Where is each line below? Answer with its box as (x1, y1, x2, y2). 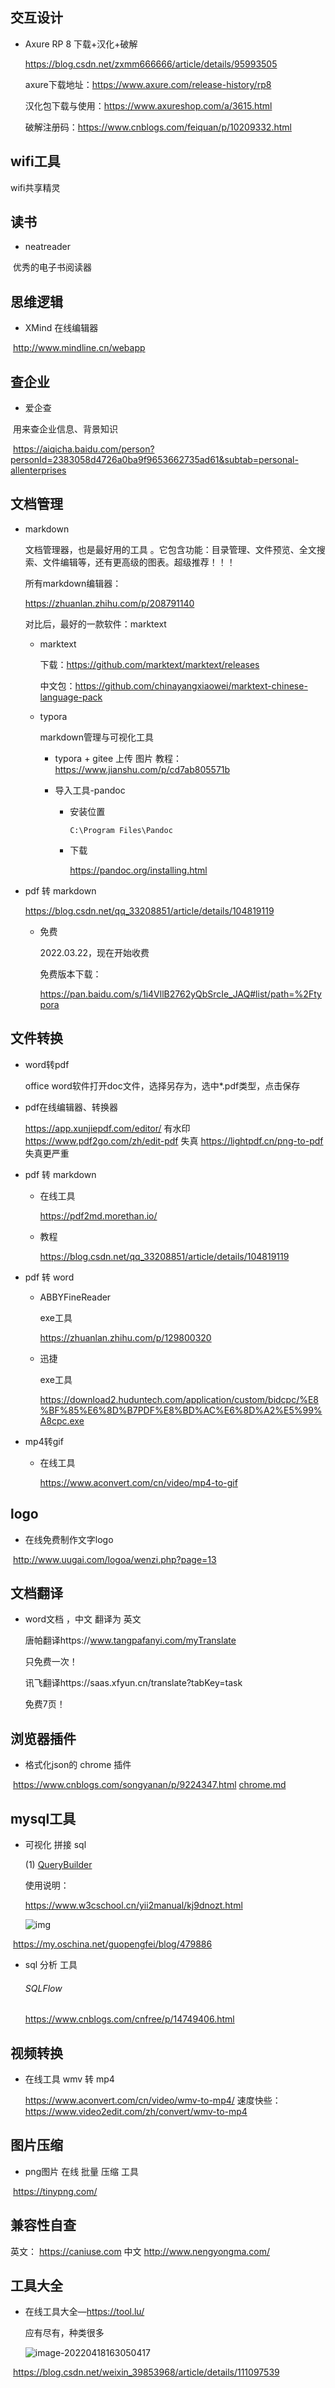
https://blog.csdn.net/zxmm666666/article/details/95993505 (24, 58, 278, 70)
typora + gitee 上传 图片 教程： (54, 752, 182, 764)
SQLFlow (24, 1982, 63, 1994)
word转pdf (24, 1058, 70, 1070)
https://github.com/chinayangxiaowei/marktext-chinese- (74, 679, 308, 692)
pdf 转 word (24, 1271, 75, 1283)
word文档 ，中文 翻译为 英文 (24, 1613, 142, 1625)
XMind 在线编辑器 (24, 322, 99, 334)
